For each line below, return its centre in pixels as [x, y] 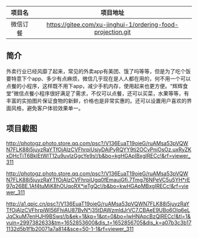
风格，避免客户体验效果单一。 [47, 108]
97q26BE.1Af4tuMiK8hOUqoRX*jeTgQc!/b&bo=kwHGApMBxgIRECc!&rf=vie [97, 186]
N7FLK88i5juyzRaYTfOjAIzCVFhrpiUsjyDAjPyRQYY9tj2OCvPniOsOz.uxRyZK [99, 149]
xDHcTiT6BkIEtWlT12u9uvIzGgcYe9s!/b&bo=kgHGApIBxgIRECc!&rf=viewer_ [98, 155]
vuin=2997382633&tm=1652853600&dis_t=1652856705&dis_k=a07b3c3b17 [99, 222]
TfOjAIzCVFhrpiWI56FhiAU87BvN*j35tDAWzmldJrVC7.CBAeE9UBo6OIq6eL [98, 210]
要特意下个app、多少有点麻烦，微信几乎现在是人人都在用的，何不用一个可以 [99, 79]
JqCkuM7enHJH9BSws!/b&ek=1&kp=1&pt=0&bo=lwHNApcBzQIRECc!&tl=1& [98, 216]
